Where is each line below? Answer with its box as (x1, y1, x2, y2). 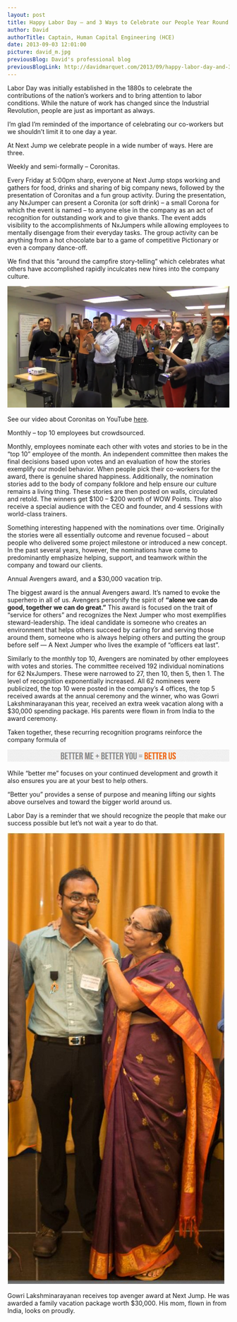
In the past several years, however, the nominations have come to (7, 546, 198, 554)
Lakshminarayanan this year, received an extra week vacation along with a (7, 699, 224, 708)
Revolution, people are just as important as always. (7, 106, 155, 114)
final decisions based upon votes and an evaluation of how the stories (7, 457, 211, 466)
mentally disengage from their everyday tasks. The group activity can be (7, 228, 219, 236)
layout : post (7, 11, 46, 18)
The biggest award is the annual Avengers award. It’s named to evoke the (7, 588, 221, 597)
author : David (7, 26, 49, 33)
